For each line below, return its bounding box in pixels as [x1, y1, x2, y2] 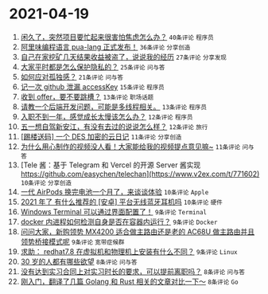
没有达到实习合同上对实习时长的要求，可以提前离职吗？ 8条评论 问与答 [20, 266, 246, 276]
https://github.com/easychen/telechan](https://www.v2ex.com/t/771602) [20, 169, 260, 178]
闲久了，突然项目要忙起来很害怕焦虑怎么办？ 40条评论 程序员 [20, 32, 214, 41]
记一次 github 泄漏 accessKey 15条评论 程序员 [20, 81, 165, 92]
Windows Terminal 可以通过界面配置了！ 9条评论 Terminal [20, 206, 208, 216]
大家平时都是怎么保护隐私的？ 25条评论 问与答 [20, 61, 165, 72]
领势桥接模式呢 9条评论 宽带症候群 [20, 237, 125, 246]
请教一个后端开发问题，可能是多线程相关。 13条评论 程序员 [20, 101, 208, 112]
